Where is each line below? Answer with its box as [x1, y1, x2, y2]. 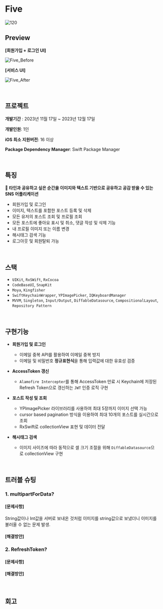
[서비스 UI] [5, 67, 26, 73]
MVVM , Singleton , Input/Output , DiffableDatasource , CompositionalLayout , [12, 297, 159, 304]
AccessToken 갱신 [12, 368, 50, 374]
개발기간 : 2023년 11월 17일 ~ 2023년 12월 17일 [5, 116, 95, 122]
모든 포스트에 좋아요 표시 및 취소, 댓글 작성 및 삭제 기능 [12, 220, 116, 226]
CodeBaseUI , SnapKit [12, 282, 52, 288]
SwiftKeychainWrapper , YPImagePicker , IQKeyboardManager [12, 292, 127, 298]
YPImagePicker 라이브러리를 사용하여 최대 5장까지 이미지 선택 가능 [19, 406, 147, 411]
